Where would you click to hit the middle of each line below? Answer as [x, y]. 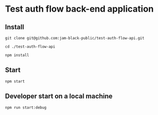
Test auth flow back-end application [79, 9]
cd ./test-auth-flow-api [30, 47]
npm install [17, 55]
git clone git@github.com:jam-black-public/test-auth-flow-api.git [75, 38]
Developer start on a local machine [59, 96]
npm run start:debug [26, 107]
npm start [15, 81]
